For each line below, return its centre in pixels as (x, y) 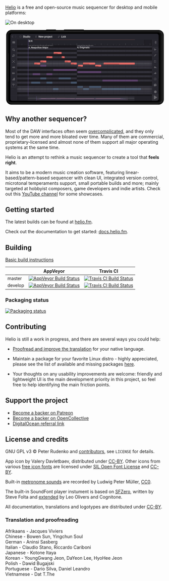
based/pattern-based (27, 178)
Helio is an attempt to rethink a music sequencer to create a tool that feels (82, 157)
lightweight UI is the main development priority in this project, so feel (84, 379)
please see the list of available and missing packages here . (74, 364)
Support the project (37, 401)
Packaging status (27, 300)
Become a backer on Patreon (43, 412)
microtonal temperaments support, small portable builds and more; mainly (82, 183)
